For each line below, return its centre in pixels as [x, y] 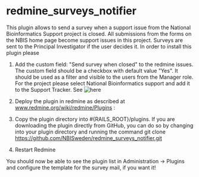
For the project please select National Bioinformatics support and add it [102, 83]
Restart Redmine [35, 150]
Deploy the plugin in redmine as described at [70, 101]
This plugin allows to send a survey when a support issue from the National [99, 27]
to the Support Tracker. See [49, 89]
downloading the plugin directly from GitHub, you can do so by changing [104, 125]
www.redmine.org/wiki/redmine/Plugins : [65, 107]
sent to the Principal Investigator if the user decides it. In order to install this [99, 46]
